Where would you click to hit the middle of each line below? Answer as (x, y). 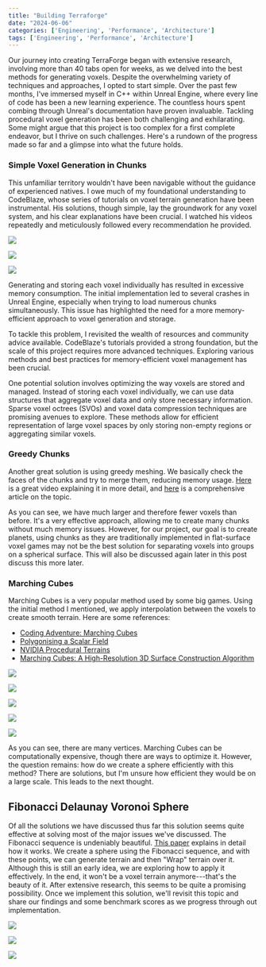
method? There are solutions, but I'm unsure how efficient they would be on (132, 773)
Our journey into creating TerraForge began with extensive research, (120, 60)
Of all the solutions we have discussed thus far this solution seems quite (126, 826)
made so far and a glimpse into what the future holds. (96, 144)
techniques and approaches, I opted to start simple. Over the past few (123, 86)
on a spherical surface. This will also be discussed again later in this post (128, 554)
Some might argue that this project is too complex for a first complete (122, 128)
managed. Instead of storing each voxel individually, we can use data (121, 391)
